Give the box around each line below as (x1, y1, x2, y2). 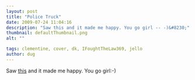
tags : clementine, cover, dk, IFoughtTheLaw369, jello (6, 46, 143, 52)
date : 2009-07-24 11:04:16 (6, 19, 72, 25)
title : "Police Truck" (6, 14, 61, 20)
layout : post (6, 8, 38, 14)
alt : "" (6, 35, 25, 41)
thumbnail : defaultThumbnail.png (6, 30, 88, 36)
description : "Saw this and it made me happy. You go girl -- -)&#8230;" (6, 24, 190, 31)
